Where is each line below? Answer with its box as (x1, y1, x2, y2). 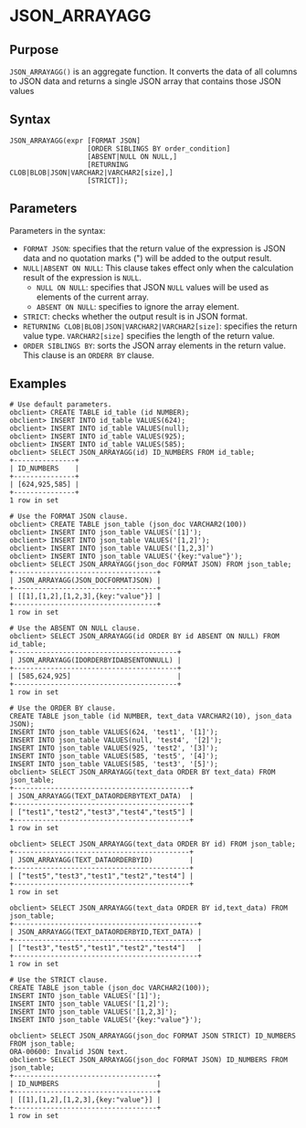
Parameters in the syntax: (9, 225, 106, 236)
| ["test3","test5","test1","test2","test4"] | (9, 944, 203, 953)
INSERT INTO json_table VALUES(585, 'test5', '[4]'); (9, 752, 219, 761)
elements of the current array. (36, 291, 149, 302)
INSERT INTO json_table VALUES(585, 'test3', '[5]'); (9, 760, 219, 769)
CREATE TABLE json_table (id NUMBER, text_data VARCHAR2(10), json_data (9, 712, 292, 722)
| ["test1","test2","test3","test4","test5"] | (9, 807, 195, 817)
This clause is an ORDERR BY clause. (22, 349, 155, 361)
